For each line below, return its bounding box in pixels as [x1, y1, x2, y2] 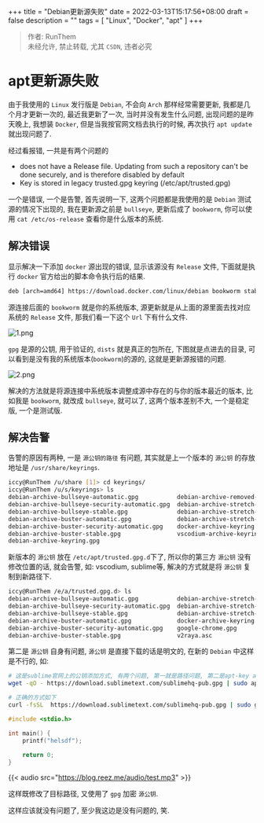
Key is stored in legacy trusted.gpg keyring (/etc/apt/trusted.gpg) [19, 178, 231, 187]
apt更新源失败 [8, 72, 100, 90]
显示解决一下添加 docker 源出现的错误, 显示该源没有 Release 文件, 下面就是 [8, 262, 249, 271]
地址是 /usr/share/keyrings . [8, 463, 101, 472]
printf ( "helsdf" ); [22, 737, 82, 744]
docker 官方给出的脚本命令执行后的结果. [16, 271, 145, 281]
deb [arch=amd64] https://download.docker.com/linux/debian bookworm [8, 287, 241, 295]
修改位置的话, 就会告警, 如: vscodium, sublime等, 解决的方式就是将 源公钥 [8, 562, 242, 571]
